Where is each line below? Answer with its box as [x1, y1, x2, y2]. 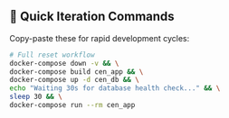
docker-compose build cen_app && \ [9, 67, 144, 77]
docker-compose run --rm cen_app [9, 101, 136, 110]
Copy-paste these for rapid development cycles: [9, 32, 190, 43]
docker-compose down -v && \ [9, 59, 119, 68]
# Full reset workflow [9, 50, 95, 59]
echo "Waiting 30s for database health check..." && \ [9, 84, 221, 93]
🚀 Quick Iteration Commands [9, 9, 175, 24]
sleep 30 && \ [9, 92, 63, 102]
